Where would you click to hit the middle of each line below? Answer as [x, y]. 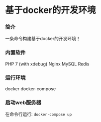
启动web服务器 [23, 102]
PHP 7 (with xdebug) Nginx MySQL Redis [47, 64]
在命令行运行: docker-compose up [39, 114]
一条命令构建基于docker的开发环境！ [43, 39]
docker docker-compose [31, 89]
